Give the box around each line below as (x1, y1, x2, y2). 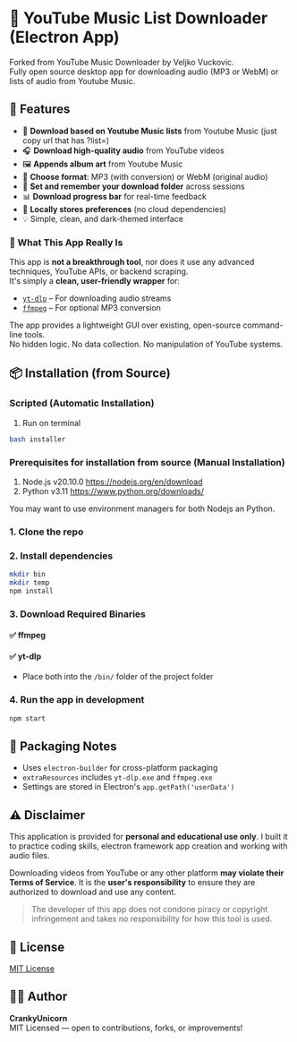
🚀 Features (9, 102, 71, 117)
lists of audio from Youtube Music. (9, 75, 136, 86)
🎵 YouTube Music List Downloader (9, 8, 268, 29)
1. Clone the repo (9, 525, 84, 538)
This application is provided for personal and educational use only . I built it (9, 832, 288, 842)
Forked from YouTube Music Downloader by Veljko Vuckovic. (9, 56, 234, 67)
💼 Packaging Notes (9, 739, 117, 755)
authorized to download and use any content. (9, 886, 177, 898)
